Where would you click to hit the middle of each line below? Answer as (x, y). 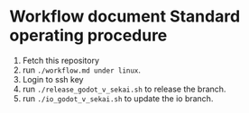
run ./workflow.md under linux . (82, 70)
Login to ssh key (53, 79)
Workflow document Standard (125, 17)
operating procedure (88, 35)
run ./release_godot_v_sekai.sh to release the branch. (124, 89)
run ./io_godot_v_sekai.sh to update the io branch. (118, 98)
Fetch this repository (61, 60)
